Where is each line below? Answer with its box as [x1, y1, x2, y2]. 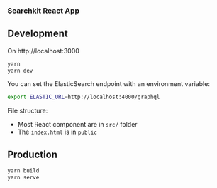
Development [7, 28, 69, 40]
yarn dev [7, 67, 33, 74]
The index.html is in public [17, 127, 98, 137]
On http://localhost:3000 [7, 46, 80, 55]
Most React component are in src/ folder [17, 120, 138, 129]
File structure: [7, 106, 48, 115]
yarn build [7, 167, 40, 174]
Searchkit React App [7, 6, 80, 16]
